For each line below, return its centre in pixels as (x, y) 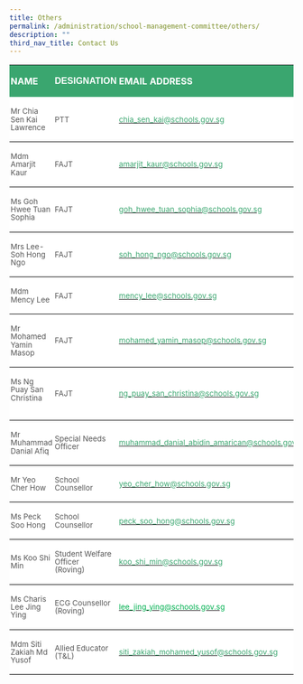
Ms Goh (24, 201)
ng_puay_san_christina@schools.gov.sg (189, 394)
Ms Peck (26, 517)
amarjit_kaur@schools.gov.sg (171, 164)
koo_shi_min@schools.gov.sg (171, 562)
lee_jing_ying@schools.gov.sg (172, 607)
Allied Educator (82, 648)
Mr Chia (24, 111)
